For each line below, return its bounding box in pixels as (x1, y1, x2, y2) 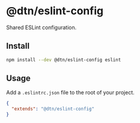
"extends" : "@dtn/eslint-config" (11, 106, 95, 112)
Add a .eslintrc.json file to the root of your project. (6, 89, 135, 96)
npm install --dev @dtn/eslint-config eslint (6, 56, 121, 63)
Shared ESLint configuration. (6, 24, 77, 31)
